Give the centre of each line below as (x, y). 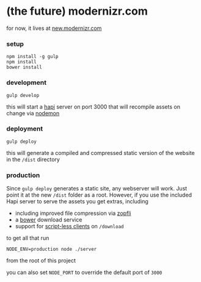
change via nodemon (33, 113)
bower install (24, 67)
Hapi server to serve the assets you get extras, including (77, 201)
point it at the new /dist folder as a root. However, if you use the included (99, 195)
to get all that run (28, 238)
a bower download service (49, 220)
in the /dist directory (33, 159)
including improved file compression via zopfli (73, 213)
